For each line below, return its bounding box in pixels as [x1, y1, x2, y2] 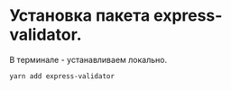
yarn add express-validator [9, 71, 115, 81]
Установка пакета [9, 5, 151, 26]
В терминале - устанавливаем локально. [9, 54, 168, 65]
